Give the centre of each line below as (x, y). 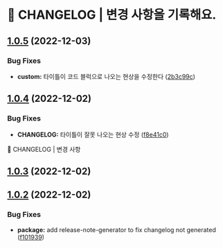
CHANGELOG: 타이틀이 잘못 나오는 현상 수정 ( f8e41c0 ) (93, 134)
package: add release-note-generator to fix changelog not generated (116, 229)
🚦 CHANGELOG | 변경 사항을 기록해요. (112, 15)
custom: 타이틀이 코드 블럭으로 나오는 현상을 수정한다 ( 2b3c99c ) (106, 76)
